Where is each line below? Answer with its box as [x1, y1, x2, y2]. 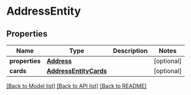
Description [113, 47, 148, 55]
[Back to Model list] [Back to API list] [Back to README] [6, 82, 147, 90]
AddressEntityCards [47, 67, 107, 75]
